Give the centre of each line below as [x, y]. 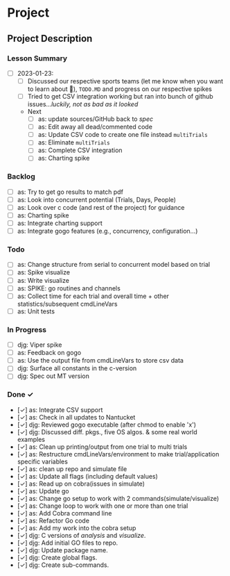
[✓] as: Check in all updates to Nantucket [76, 417]
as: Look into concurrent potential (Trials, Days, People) [97, 199]
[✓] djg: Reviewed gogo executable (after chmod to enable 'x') [106, 425]
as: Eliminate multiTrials [74, 142]
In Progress [27, 329]
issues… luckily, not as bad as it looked [83, 104]
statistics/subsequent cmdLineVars [67, 304]
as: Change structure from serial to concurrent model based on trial [113, 265]
